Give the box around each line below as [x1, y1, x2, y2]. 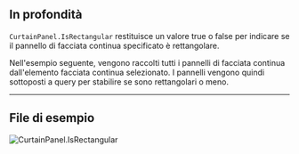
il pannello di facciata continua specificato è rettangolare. [9, 40, 220, 51]
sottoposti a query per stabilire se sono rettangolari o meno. [9, 76, 230, 87]
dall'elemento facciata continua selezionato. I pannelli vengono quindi [9, 67, 265, 77]
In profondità [9, 7, 83, 22]
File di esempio [9, 110, 95, 126]
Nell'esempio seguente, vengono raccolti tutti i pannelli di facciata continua [9, 57, 286, 68]
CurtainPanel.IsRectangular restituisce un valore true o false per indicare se [9, 30, 290, 41]
